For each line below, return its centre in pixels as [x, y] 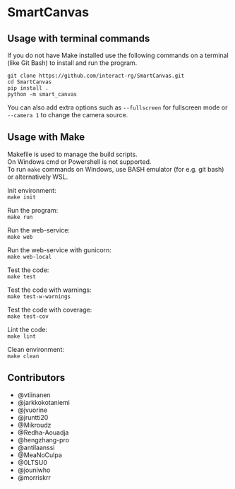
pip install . [28, 88]
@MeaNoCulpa [40, 455]
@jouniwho [34, 470]
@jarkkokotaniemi [44, 402]
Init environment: [32, 190]
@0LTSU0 [32, 462]
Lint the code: [28, 329]
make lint [22, 336]
